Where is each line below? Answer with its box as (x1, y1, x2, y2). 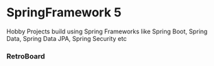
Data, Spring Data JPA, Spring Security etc (6, 34, 128, 42)
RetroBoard (6, 51, 45, 61)
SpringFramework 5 (6, 5, 121, 20)
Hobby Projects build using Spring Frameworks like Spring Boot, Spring (6, 27, 208, 35)
